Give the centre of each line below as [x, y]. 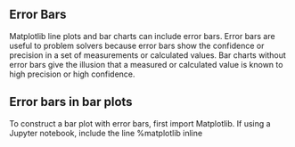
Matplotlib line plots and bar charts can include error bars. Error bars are [142, 36]
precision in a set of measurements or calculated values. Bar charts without [148, 55]
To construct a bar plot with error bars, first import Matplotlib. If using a [140, 123]
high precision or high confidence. [72, 74]
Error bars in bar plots [71, 102]
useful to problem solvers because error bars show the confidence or [137, 45]
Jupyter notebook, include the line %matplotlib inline [106, 133]
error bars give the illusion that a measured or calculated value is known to [146, 64]
